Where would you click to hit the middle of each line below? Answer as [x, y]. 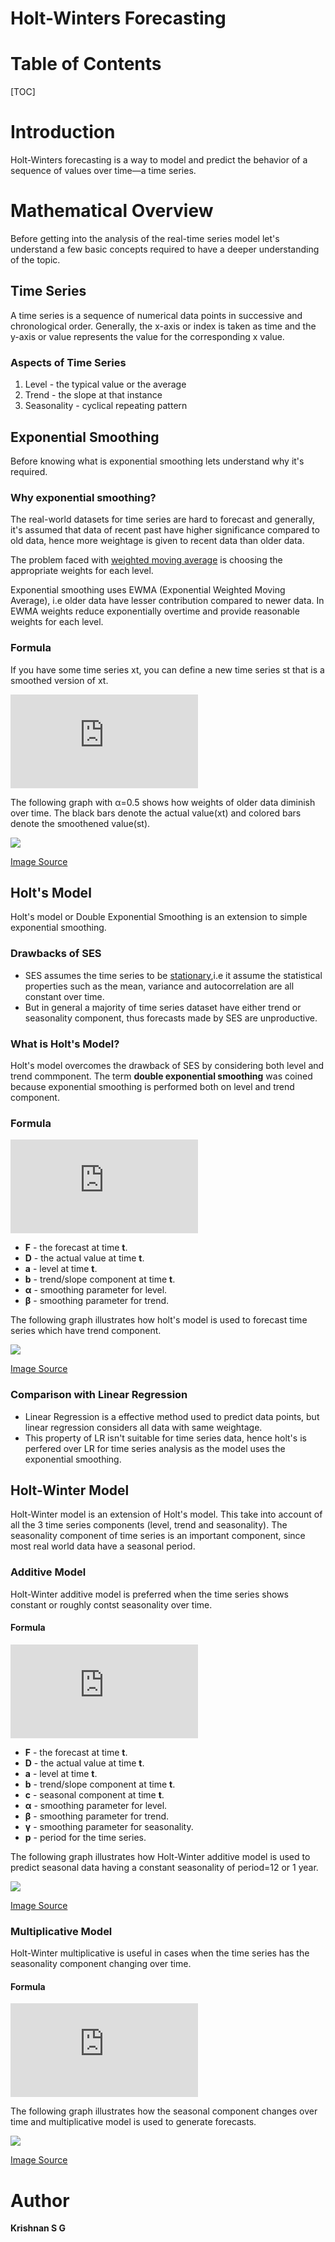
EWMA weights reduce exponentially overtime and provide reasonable [155, 611]
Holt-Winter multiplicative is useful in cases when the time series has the [160, 1953]
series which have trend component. [86, 1331]
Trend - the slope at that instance [93, 395]
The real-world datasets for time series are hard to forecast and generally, [163, 519]
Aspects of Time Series [68, 362]
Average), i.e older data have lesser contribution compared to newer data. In [167, 601]
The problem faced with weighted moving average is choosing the [146, 560]
